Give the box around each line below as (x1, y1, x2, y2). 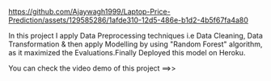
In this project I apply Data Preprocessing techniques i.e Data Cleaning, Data (8, 31, 263, 40)
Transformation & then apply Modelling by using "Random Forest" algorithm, (8, 39, 263, 49)
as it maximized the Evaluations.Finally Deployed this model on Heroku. (8, 48, 246, 57)
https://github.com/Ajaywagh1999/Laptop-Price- (8, 7, 171, 16)
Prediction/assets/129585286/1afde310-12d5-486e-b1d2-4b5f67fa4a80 (8, 15, 249, 25)
